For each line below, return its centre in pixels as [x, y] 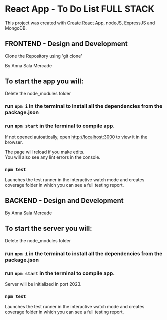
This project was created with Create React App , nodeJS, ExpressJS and [80, 23]
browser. [14, 142]
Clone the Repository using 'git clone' [44, 56]
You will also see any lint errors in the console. [53, 157]
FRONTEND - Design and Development [67, 44]
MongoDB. [16, 28]
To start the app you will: [44, 82]
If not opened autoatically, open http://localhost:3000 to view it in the [76, 137]
